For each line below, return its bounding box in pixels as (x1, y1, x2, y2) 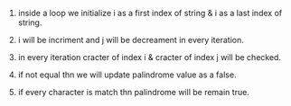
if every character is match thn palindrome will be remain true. (17, 87, 250, 97)
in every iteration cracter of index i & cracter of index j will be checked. (17, 52, 282, 62)
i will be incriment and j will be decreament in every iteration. (17, 35, 244, 45)
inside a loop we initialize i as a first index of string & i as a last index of (17, 8, 283, 18)
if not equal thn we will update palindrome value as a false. (17, 69, 237, 80)
